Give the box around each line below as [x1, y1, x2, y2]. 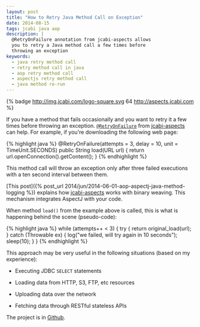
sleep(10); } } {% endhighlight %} [6, 238, 88, 245]
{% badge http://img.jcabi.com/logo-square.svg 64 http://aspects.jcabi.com [6, 98, 194, 105]
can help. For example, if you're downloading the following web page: [6, 128, 178, 136]
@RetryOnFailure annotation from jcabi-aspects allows [11, 37, 151, 43]
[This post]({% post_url [6, 182, 64, 190]
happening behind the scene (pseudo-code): [6, 214, 117, 220]
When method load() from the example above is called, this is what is [6, 207, 178, 214]
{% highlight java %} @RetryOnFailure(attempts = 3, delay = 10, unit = [6, 140, 178, 147]
